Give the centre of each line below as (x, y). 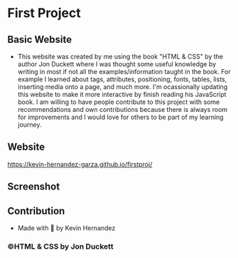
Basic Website (40, 40)
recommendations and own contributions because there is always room (123, 109)
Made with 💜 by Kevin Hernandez (66, 228)
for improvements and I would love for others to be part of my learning (120, 117)
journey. (29, 125)
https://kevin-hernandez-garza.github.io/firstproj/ (80, 164)
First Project (44, 13)
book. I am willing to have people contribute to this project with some (119, 102)
